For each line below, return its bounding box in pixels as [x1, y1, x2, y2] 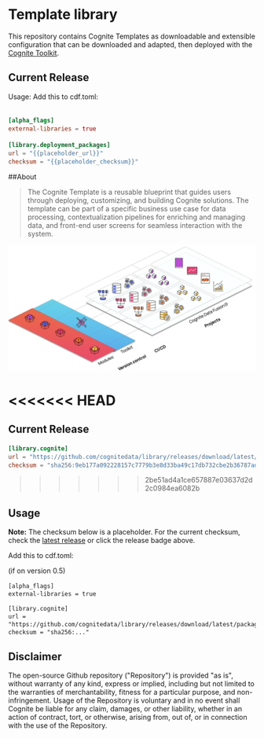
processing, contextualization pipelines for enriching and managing [27, 212, 246, 222]
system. [27, 229, 53, 238]
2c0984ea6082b [145, 483, 200, 493]
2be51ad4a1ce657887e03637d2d [145, 475, 253, 485]
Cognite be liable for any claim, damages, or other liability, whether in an [8, 704, 242, 714]
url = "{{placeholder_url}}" [8, 149, 104, 158]
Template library [8, 6, 118, 24]
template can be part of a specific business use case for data [27, 204, 226, 213]
